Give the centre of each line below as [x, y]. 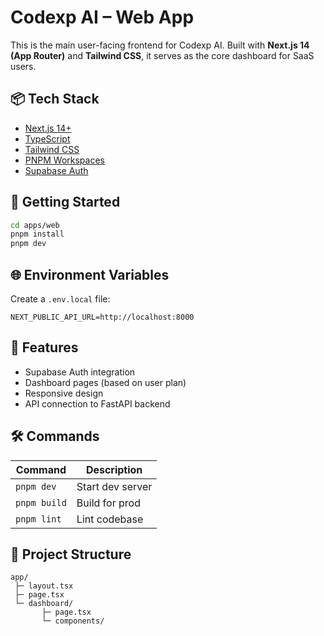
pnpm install [37, 234]
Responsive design [64, 393]
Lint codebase [110, 519]
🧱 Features [44, 347]
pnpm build [41, 502]
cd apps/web [35, 225]
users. [23, 66]
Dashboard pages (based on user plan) [105, 382]
